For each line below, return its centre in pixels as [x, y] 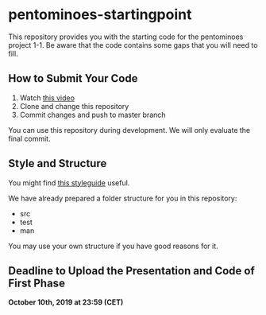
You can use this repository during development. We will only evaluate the [129, 130]
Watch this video [47, 98]
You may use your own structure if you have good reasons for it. [113, 246]
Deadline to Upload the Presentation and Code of [132, 271]
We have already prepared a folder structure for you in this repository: [123, 198]
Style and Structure [58, 163]
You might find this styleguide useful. [69, 183]
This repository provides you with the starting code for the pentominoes [126, 37]
